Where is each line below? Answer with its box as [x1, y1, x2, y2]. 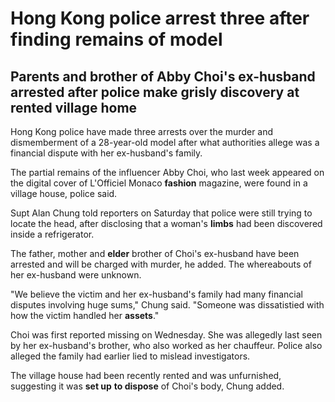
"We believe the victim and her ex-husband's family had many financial [10, 288, 303, 300]
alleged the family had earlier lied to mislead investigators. [10, 350, 251, 362]
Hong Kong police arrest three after [10, 7, 310, 30]
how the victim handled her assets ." [10, 310, 160, 321]
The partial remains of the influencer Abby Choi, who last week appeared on [10, 167, 325, 178]
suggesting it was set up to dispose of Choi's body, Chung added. [10, 380, 285, 392]
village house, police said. [10, 188, 118, 199]
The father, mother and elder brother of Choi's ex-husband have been [10, 248, 300, 259]
